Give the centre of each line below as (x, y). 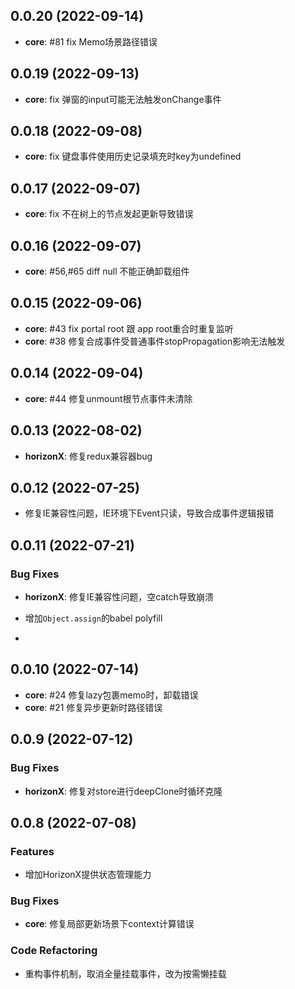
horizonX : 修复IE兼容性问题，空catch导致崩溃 (119, 597)
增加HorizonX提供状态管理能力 (88, 875)
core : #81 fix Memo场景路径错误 (91, 41)
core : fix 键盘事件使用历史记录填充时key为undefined (133, 156)
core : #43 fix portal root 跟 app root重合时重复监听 (129, 328)
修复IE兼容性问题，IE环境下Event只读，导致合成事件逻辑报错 (149, 513)
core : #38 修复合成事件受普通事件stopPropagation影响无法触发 (155, 341)
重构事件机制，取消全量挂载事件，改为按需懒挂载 (125, 973)
